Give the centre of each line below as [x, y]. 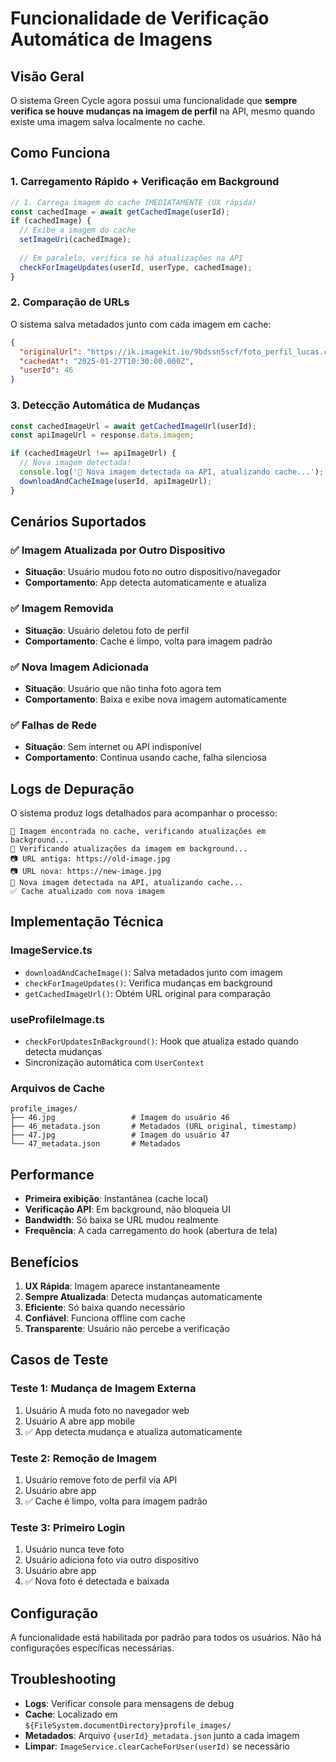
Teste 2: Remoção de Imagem [84, 1458]
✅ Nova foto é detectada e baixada [97, 1581]
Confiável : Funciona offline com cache [105, 1318]
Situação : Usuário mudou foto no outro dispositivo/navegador [153, 572]
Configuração [54, 1613]
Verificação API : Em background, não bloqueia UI [127, 1209]
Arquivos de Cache [58, 1088]
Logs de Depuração [72, 788]
